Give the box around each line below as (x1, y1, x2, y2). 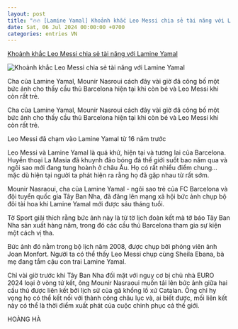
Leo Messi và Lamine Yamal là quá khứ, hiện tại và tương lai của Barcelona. (7, 148, 227, 157)
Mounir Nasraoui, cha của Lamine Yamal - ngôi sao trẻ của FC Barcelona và (7, 185, 228, 194)
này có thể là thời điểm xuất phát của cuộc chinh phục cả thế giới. (7, 301, 200, 310)
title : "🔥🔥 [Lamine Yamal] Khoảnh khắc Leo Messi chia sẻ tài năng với (7, 17, 225, 24)
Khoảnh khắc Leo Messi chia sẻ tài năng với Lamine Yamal (7, 50, 178, 58)
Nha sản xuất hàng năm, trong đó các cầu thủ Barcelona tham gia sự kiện (7, 221, 222, 230)
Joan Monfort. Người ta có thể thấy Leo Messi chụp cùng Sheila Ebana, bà (7, 250, 225, 259)
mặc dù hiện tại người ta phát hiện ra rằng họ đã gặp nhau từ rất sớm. (7, 171, 210, 179)
